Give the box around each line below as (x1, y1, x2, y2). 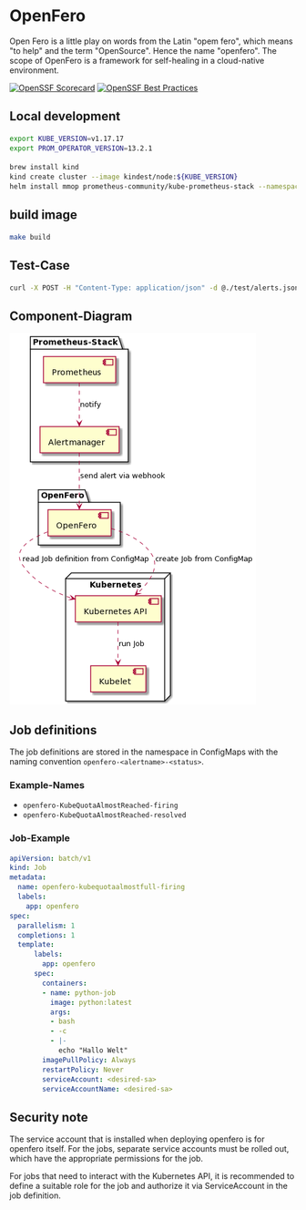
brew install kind (9, 163, 79, 172)
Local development (9, 108, 121, 124)
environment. (9, 65, 59, 76)
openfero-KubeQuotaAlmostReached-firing (22, 801, 178, 811)
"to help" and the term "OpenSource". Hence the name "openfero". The (9, 45, 278, 56)
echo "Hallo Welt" (57, 1046, 128, 1055)
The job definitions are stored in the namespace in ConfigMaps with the (9, 746, 279, 757)
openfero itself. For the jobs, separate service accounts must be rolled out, (9, 1143, 290, 1154)
